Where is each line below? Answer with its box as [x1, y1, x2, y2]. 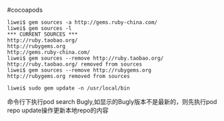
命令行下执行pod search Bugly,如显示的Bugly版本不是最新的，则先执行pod [7, 98, 217, 105]
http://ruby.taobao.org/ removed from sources [7, 61, 142, 68]
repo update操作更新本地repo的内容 [7, 106, 109, 114]
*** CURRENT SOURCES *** [7, 31, 78, 38]
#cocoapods [7, 6, 43, 14]
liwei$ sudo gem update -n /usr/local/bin [7, 85, 130, 92]
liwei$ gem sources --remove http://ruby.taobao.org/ [7, 55, 164, 62]
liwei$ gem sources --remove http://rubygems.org [7, 67, 152, 74]
